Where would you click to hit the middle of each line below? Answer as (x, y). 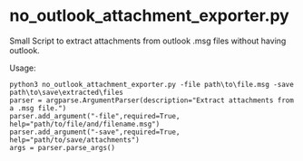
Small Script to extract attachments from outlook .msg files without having (148, 41)
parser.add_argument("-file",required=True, (95, 116)
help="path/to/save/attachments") (75, 140)
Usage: (23, 68)
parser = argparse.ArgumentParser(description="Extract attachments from (152, 100)
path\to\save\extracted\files (67, 92)
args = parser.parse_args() (63, 147)
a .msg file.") (38, 108)
